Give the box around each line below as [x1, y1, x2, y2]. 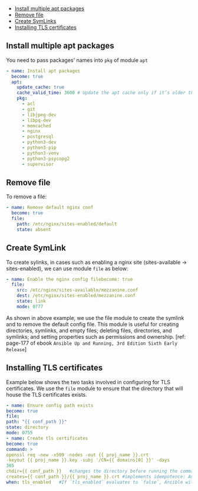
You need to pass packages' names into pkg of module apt [6, 56, 148, 64]
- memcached [21, 123, 51, 129]
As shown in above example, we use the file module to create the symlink [6, 314, 184, 321]
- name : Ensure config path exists [6, 402, 94, 408]
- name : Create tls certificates [6, 435, 88, 441]
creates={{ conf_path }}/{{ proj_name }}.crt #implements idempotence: [6, 474, 186, 480]
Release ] [6, 345, 27, 353]
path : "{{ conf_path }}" [6, 419, 67, 425]
